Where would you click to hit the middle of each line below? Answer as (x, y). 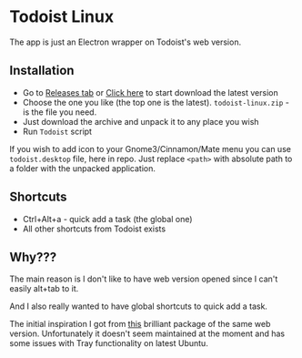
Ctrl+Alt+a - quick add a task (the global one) (107, 219)
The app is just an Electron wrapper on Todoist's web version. (126, 42)
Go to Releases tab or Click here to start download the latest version (151, 92)
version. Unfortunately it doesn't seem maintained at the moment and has (147, 333)
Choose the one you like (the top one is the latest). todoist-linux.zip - (156, 102)
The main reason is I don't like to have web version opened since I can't (144, 279)
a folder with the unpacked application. (83, 168)
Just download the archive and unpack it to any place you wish (141, 121)
